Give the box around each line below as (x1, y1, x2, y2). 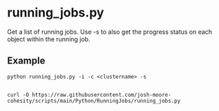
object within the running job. (7, 34, 91, 43)
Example (7, 55, 46, 67)
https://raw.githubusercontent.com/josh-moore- (32, 91, 171, 98)
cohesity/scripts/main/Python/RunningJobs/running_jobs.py (7, 97, 181, 104)
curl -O (7, 91, 30, 98)
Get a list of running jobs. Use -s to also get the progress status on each (7, 28, 213, 36)
